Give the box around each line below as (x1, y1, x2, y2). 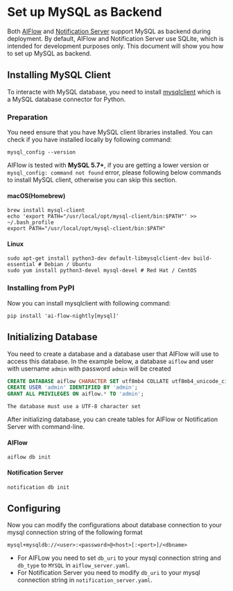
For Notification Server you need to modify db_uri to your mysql (17, 569, 200, 577)
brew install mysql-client (7, 207, 85, 214)
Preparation (7, 112, 49, 122)
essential (7, 261, 36, 268)
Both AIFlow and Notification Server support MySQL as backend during (7, 27, 212, 35)
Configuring (7, 502, 61, 514)
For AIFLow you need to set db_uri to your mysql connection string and (17, 554, 221, 562)
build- (193, 255, 213, 262)
